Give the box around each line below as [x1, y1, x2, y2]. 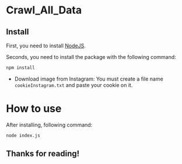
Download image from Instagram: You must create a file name [14, 75, 163, 82]
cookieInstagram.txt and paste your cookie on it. [14, 81, 133, 88]
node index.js [6, 132, 41, 138]
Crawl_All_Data [6, 4, 82, 17]
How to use [6, 102, 62, 116]
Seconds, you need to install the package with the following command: [6, 54, 176, 60]
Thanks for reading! [6, 149, 80, 159]
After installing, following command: [6, 121, 93, 128]
